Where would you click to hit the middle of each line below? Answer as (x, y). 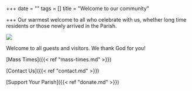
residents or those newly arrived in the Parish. (61, 26)
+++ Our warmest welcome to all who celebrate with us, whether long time (96, 20)
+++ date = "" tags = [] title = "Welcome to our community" (78, 8)
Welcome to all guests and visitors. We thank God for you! (76, 48)
